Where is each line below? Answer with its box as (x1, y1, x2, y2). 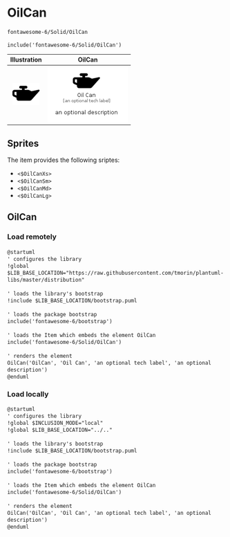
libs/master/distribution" (7, 276, 85, 283)
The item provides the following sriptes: (7, 156, 120, 164)
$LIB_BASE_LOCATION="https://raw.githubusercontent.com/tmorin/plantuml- (7, 269, 224, 276)
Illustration (10, 55, 43, 64)
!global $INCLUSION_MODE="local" (7, 419, 104, 426)
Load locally (7, 389, 49, 399)
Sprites (7, 137, 39, 149)
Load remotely (7, 232, 57, 242)
